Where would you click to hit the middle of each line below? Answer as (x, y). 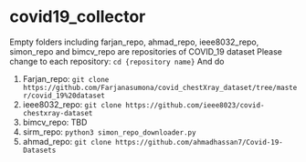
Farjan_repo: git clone (66, 78)
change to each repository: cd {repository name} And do (117, 61)
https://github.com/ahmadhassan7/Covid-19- (199, 142)
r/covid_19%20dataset (63, 96)
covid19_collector (78, 17)
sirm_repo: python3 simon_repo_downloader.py (109, 132)
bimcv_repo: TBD (55, 122)
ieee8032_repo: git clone (72, 104)
